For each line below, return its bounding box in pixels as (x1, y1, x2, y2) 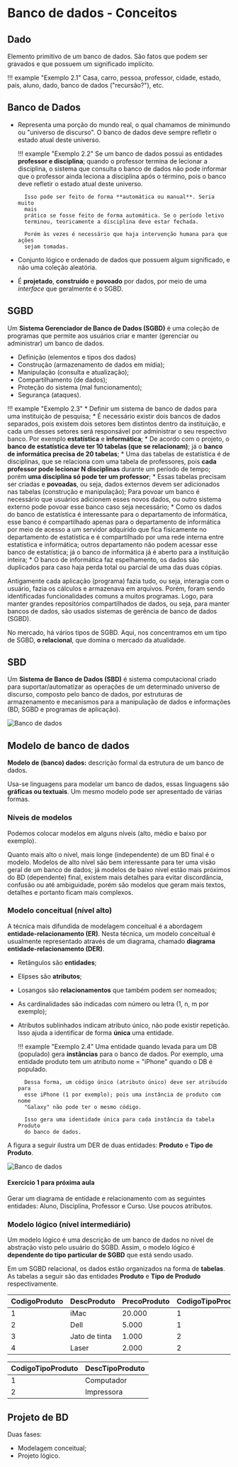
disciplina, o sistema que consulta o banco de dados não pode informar (17, 164, 227, 173)
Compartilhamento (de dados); (17, 375, 108, 384)
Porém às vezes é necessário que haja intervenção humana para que (24, 230, 228, 237)
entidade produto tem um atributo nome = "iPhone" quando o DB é (17, 1057, 213, 1065)
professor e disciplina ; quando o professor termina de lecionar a (17, 156, 208, 165)
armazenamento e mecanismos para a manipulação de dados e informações (7, 698, 231, 706)
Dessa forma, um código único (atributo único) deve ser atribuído (24, 1078, 228, 1085)
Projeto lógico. (17, 1451, 60, 1460)
